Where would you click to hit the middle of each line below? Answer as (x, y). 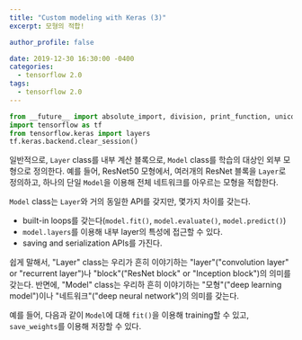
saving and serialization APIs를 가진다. (92, 243)
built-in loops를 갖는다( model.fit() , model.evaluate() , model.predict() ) (154, 220)
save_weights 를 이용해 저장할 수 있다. (75, 327)
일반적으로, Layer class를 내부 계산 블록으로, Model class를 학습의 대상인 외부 (145, 160)
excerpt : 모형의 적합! (47, 26)
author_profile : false (52, 42)
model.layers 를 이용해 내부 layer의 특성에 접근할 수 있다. (122, 232)
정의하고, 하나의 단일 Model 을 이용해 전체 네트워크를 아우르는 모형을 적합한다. (144, 183)
